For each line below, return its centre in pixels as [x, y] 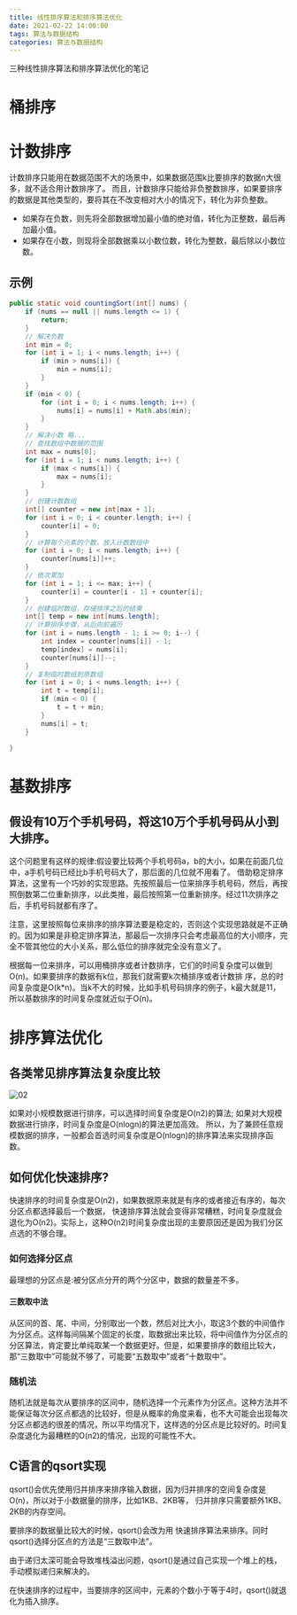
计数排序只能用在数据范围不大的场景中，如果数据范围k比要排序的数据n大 [141, 177]
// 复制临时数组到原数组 [64, 675]
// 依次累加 [44, 576]
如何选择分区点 [41, 1259]
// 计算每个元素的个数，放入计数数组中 [87, 542]
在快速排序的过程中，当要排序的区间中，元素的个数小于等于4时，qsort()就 [144, 1590]
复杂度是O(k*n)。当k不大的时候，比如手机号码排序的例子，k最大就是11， [148, 987]
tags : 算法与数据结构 [44, 34]
